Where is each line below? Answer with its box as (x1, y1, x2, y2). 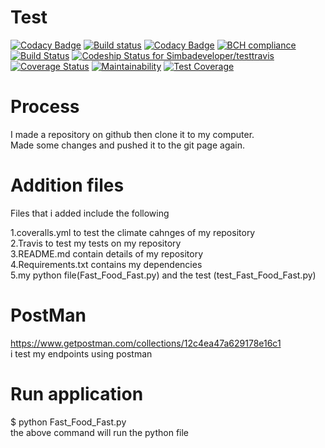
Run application (10, 382, 144, 405)
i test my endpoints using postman (10, 347, 153, 360)
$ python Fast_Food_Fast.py (10, 416, 127, 428)
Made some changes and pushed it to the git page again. (10, 139, 246, 151)
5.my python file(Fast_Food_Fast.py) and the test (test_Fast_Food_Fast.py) (10, 269, 317, 281)
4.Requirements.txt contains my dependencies (10, 258, 203, 270)
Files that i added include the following (10, 207, 170, 219)
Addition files (10, 174, 125, 197)
